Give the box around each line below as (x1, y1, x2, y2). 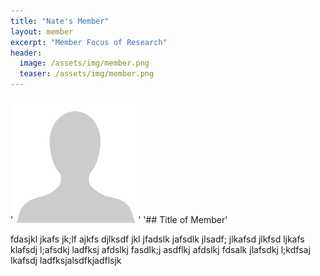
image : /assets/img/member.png (19, 58, 150, 69)
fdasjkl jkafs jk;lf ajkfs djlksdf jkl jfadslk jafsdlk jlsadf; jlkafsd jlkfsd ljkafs (10, 233, 305, 245)
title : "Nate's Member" (10, 16, 110, 26)
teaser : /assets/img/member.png (19, 69, 155, 79)
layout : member (10, 26, 74, 37)
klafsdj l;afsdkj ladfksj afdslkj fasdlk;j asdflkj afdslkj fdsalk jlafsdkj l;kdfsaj (10, 244, 311, 255)
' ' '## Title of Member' (10, 214, 228, 225)
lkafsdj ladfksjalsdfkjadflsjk (10, 255, 122, 266)
